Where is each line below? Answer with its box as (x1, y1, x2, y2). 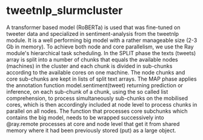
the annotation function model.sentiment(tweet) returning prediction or (6, 81, 184, 88)
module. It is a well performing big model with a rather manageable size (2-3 (6, 36, 198, 44)
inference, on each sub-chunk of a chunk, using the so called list (6, 88, 168, 95)
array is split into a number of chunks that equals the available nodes (6, 56, 179, 63)
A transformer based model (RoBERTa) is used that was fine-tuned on (6, 24, 181, 31)
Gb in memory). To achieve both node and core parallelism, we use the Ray (6, 43, 194, 50)
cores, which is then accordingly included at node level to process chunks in (6, 101, 198, 108)
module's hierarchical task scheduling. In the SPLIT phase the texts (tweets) (6, 49, 196, 56)
